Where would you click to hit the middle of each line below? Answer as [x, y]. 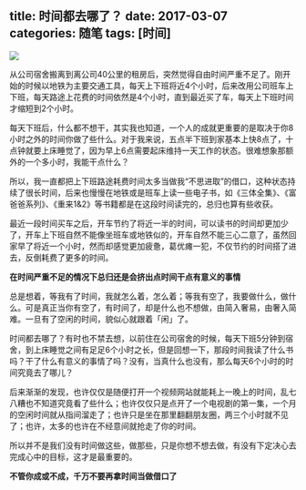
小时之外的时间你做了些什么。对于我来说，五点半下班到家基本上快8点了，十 [152, 138]
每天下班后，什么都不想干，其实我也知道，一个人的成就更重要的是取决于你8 [152, 128]
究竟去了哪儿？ [45, 373]
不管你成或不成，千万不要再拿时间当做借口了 [93, 475]
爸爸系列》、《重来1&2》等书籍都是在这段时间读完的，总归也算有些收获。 [144, 204]
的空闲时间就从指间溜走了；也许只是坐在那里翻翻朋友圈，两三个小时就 [141, 414]
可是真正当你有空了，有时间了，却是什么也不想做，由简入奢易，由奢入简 [161, 307]
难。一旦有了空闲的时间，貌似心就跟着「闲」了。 [101, 319]
